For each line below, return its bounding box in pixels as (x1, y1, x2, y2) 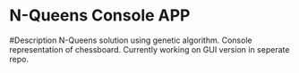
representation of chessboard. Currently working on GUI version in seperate (9, 44, 290, 54)
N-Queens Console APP (9, 5, 191, 26)
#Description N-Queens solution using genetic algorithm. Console (9, 35, 252, 45)
